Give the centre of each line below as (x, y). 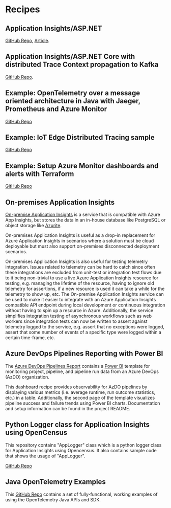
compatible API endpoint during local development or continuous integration (85, 305)
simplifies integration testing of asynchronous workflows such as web (78, 316)
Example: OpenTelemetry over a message (73, 93)
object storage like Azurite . (34, 226)
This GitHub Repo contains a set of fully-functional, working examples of (81, 494)
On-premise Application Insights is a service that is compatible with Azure (83, 215)
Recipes (23, 9)
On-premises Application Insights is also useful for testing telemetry (77, 261)
